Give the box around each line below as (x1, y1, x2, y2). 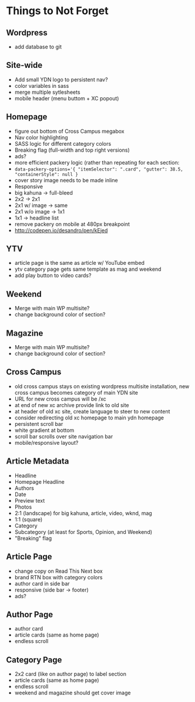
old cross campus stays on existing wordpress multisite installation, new (14, 382, 190, 390)
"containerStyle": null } (14, 171, 78, 178)
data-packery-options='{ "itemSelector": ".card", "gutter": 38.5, (14, 166, 183, 172)
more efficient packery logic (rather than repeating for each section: (14, 159, 180, 166)
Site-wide (6, 60, 43, 70)
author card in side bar (14, 580, 70, 587)
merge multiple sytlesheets (14, 88, 80, 96)
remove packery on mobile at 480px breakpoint (14, 220, 130, 228)
